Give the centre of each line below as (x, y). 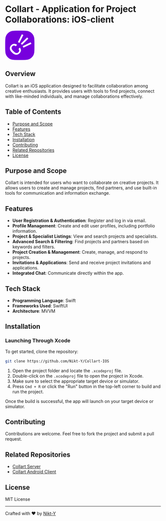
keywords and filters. (34, 247)
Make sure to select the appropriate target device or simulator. (76, 381)
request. (14, 439)
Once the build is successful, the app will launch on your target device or (80, 401)
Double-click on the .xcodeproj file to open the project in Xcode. (78, 376)
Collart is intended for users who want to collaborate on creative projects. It (82, 183)
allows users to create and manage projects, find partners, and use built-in (81, 188)
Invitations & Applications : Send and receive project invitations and (82, 262)
